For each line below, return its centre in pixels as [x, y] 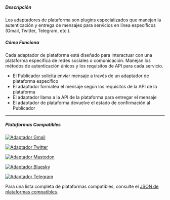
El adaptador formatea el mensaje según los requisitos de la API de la [85, 86]
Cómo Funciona [22, 42]
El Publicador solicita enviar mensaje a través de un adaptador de [81, 76]
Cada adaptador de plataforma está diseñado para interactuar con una [79, 55]
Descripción [18, 7]
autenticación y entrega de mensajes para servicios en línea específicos [80, 25]
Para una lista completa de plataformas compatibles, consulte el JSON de [82, 186]
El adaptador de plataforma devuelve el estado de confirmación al [81, 103]
